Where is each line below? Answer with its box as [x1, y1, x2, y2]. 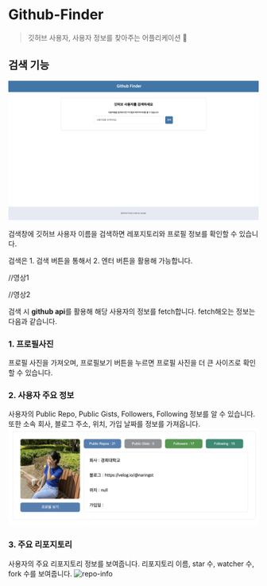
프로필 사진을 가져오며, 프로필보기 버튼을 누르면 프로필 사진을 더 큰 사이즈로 [8, 358, 242, 368]
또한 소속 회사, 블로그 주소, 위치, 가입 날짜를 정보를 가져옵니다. [8, 420, 201, 429]
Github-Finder [8, 6, 104, 24]
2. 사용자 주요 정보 [8, 390, 75, 401]
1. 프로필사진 [8, 338, 54, 350]
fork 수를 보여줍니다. [8, 568, 73, 578]
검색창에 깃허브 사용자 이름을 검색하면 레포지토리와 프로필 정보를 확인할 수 [8, 229, 238, 238]
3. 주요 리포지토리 [8, 539, 73, 550]
